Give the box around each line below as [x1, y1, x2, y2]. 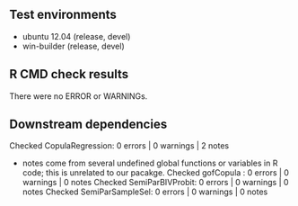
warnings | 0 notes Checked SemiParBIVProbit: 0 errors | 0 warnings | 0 [22, 177, 289, 188]
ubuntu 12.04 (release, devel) [22, 31, 131, 41]
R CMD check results [9, 67, 129, 82]
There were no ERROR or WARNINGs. [9, 90, 148, 102]
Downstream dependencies [9, 117, 168, 132]
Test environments [9, 7, 117, 22]
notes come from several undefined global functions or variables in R [22, 157, 278, 169]
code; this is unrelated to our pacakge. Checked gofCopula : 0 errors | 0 [22, 167, 290, 178]
